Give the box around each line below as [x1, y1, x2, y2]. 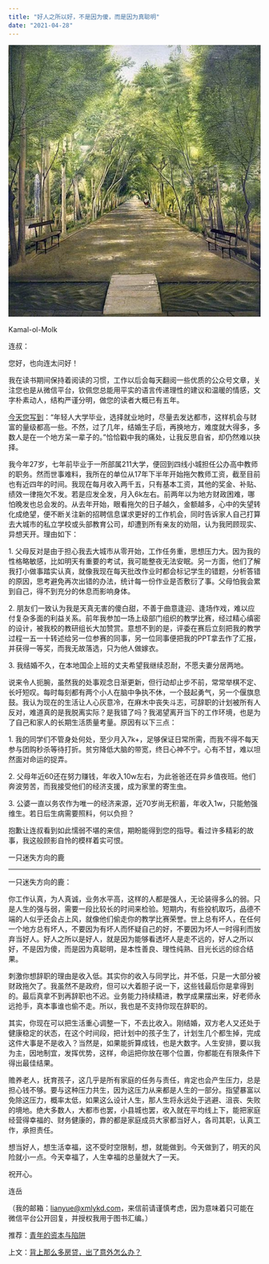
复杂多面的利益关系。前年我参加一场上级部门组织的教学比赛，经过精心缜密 [14, 613, 261, 624]
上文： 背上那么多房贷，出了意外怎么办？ [8, 1247, 142, 1257]
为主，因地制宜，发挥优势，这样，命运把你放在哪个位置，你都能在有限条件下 [8, 1049, 261, 1058]
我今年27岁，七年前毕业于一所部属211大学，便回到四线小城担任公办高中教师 [8, 459, 259, 469]
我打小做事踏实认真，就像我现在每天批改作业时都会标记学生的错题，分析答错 [8, 567, 261, 576]
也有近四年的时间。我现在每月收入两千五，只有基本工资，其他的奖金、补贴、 [8, 480, 261, 489]
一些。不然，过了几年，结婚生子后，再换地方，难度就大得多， [50, 423, 254, 432]
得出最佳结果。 [8, 1058, 58, 1068]
